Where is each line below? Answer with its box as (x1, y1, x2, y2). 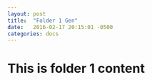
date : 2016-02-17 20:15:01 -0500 (7, 23, 113, 30)
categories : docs (7, 30, 59, 38)
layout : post (7, 10, 46, 18)
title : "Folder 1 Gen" (7, 17, 78, 24)
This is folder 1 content (7, 61, 145, 76)
